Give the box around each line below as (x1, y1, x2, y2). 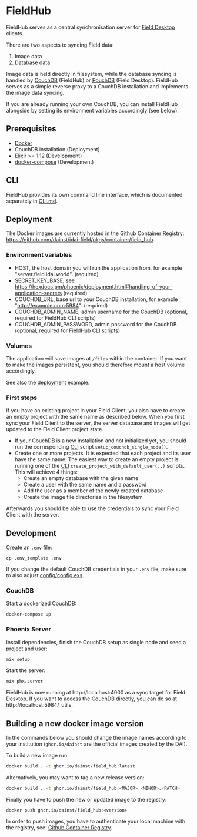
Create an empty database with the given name (23, 475, 139, 482)
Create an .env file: (6, 544, 52, 551)
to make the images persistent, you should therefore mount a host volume (6, 361, 185, 368)
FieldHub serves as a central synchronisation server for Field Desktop (6, 24, 175, 31)
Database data (14, 59, 51, 66)
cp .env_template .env (6, 555, 62, 561)
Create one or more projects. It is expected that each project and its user (14, 449, 191, 457)
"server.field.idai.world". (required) (14, 270, 99, 277)
